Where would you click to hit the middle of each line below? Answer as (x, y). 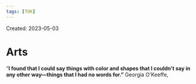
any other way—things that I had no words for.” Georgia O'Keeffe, (87, 75)
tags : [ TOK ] (21, 11)
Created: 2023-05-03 (32, 28)
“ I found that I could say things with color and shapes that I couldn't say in (98, 68)
